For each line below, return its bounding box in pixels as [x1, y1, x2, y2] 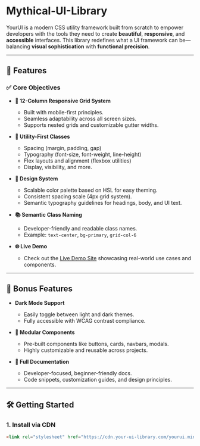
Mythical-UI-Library [6, 4, 108, 18]
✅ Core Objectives [6, 83, 61, 92]
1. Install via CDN [6, 420, 56, 429]
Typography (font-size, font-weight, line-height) [23, 151, 142, 158]
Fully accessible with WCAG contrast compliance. [23, 317, 146, 325]
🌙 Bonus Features [6, 284, 73, 294]
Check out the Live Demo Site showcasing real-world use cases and [23, 254, 192, 261]
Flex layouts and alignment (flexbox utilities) [23, 157, 132, 164]
